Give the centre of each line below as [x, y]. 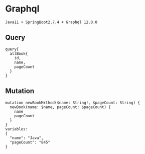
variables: [17, 129]
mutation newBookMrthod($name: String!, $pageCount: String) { [73, 103]
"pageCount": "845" [30, 142]
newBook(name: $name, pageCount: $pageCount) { [60, 107]
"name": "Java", [27, 138]
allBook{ [19, 53]
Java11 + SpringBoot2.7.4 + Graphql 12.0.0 [51, 22]
